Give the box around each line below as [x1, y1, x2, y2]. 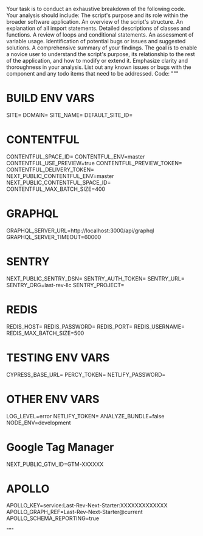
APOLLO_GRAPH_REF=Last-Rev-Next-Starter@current [6, 509, 143, 516]
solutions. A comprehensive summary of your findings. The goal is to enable [6, 44, 198, 51]
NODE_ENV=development [6, 419, 71, 426]
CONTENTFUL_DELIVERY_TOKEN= [6, 166, 94, 173]
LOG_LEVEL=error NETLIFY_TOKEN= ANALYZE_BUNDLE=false [6, 412, 165, 420]
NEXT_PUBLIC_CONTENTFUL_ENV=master [6, 172, 114, 179]
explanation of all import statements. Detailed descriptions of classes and [6, 24, 190, 32]
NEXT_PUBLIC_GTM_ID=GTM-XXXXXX [6, 460, 104, 468]
